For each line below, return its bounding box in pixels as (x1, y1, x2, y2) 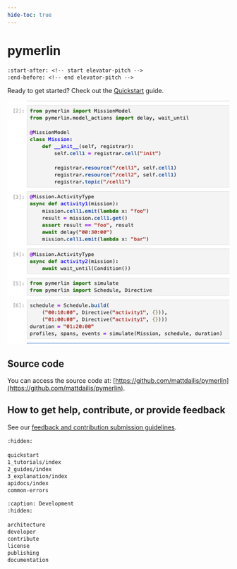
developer (7, 528, 37, 535)
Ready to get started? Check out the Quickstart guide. (7, 86, 164, 94)
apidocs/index (7, 479, 49, 487)
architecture (7, 521, 46, 528)
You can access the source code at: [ (7, 377, 116, 385)
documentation (7, 556, 49, 563)
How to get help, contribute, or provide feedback (7, 404, 226, 416)
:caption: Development (7, 500, 74, 507)
